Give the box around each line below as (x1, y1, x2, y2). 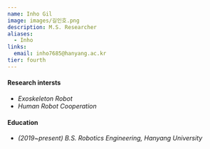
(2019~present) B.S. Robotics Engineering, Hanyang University (17, 134, 203, 143)
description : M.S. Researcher (7, 23, 98, 31)
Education (7, 118, 38, 126)
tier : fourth (7, 57, 46, 64)
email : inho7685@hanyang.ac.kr (14, 50, 107, 57)
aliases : (7, 30, 33, 38)
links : (7, 43, 27, 50)
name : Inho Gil (7, 10, 53, 18)
